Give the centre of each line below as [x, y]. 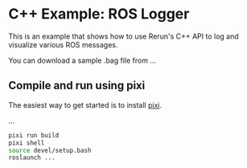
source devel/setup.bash [50, 150]
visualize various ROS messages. [63, 44]
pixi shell [27, 143]
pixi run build [34, 135]
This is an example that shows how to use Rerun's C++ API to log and [123, 36]
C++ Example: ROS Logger [99, 14]
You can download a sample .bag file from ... [82, 60]
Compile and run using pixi [77, 86]
